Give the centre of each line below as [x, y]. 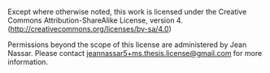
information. [28, 62]
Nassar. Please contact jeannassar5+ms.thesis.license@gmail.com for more [135, 53]
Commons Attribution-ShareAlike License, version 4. [96, 20]
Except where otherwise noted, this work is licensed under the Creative [127, 12]
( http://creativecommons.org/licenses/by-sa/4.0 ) [89, 29]
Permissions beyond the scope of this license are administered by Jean [127, 45]
